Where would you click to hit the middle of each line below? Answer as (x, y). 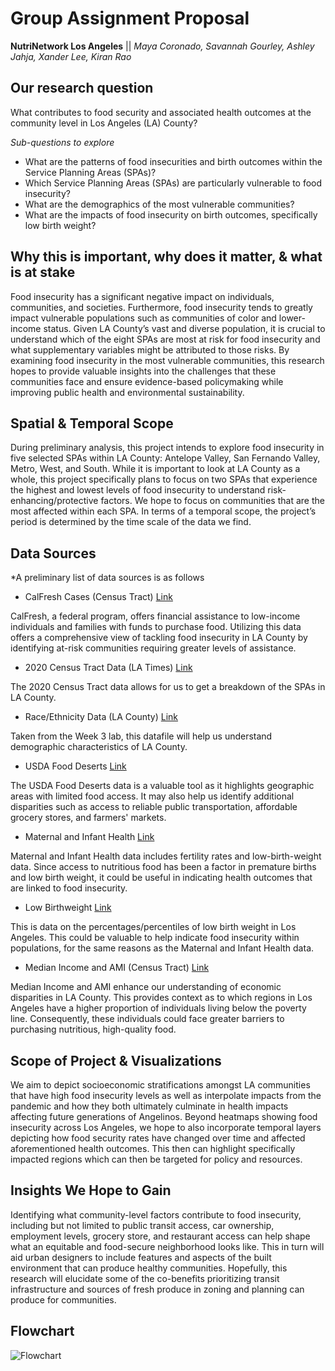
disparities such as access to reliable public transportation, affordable (154, 807)
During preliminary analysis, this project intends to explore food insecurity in (167, 448)
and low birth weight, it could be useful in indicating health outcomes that (161, 878)
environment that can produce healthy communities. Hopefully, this (149, 1268)
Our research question (82, 88)
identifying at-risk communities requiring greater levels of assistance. (153, 648)
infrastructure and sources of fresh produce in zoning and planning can (157, 1289)
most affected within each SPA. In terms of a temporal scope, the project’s (163, 511)
